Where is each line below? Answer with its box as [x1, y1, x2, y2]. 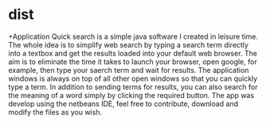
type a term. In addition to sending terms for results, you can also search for [8, 81, 258, 92]
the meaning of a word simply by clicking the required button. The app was [8, 90, 255, 100]
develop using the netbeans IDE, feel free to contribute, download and [8, 99, 239, 108]
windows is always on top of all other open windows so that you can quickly [8, 74, 258, 83]
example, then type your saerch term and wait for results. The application [8, 65, 249, 74]
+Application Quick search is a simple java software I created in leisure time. [8, 32, 259, 41]
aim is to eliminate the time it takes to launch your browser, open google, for [8, 57, 257, 66]
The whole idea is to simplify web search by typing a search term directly [8, 40, 249, 49]
